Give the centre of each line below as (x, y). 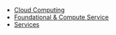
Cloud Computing (39, 10)
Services (27, 24)
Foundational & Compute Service (61, 17)
